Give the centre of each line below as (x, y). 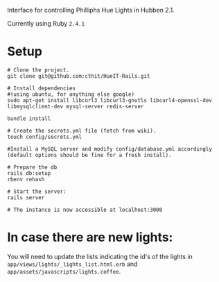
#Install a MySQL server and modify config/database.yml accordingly (110, 149)
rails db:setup (29, 173)
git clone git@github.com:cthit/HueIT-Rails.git (79, 76)
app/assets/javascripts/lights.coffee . (64, 271)
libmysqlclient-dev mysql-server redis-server (76, 106)
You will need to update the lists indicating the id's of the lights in (100, 256)
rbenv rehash (26, 179)
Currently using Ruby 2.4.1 (46, 23)
